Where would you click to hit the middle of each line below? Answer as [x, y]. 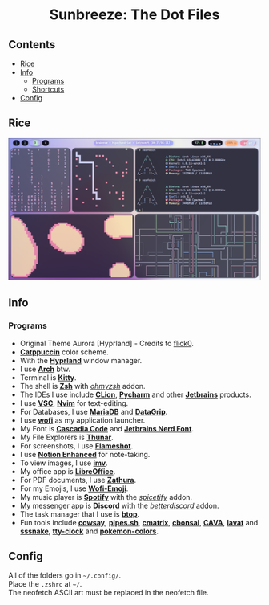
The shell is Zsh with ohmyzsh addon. [82, 386]
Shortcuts [48, 89]
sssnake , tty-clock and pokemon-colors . [89, 531]
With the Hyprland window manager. [81, 360]
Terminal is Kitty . [48, 377]
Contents [32, 45]
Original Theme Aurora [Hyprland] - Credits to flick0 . [107, 343]
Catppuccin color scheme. [64, 352]
